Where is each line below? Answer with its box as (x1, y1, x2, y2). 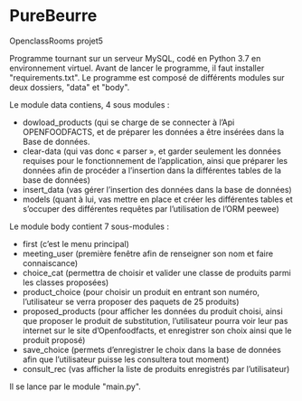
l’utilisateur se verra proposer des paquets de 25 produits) (22, 296, 240, 307)
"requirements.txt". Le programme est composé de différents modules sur (9, 72, 285, 82)
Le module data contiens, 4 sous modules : (9, 99, 170, 110)
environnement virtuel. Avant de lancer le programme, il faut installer (9, 62, 265, 73)
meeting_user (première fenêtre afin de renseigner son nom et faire (22, 248, 274, 259)
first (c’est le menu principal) (22, 238, 129, 249)
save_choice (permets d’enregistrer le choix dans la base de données (22, 344, 282, 355)
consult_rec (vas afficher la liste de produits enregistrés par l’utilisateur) (22, 363, 290, 374)
